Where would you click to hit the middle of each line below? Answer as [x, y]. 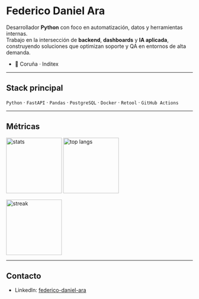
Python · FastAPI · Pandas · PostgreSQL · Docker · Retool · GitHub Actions [92, 102]
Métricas [23, 126]
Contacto [24, 276]
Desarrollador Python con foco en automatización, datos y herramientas [94, 27]
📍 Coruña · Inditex [37, 64]
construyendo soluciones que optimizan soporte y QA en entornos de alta [96, 46]
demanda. [18, 52]
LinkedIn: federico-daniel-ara [50, 290]
